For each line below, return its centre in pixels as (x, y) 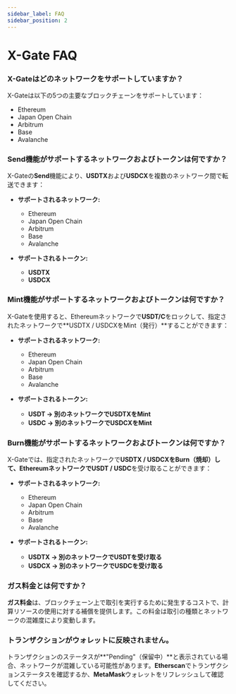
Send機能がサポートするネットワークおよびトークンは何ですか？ (117, 159)
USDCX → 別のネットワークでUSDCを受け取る (95, 566)
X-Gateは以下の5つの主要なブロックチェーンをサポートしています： (106, 95)
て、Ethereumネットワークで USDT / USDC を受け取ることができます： (110, 468)
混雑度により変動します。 (63, 620)
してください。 (29, 683)
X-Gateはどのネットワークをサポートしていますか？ (95, 78)
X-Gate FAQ (42, 55)
